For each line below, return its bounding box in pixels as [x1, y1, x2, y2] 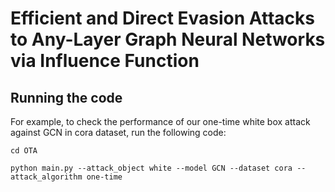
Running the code [10, 89, 123, 106]
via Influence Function [10, 50, 200, 72]
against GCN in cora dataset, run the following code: [10, 127, 227, 138]
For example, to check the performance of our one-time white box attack [10, 116, 311, 127]
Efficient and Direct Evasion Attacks [10, 7, 315, 30]
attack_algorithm [10, 172, 83, 182]
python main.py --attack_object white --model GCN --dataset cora [10, 163, 293, 173]
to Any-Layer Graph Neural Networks [10, 28, 326, 51]
